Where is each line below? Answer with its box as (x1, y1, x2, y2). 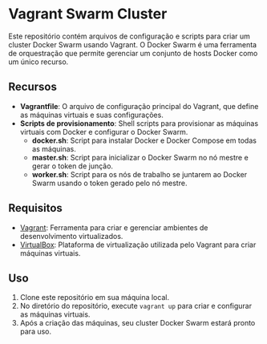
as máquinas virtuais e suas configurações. (19, 110, 164, 119)
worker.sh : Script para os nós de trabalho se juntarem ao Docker (31, 169, 247, 179)
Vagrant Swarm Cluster (8, 5, 168, 23)
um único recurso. (8, 57, 69, 67)
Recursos (8, 80, 58, 94)
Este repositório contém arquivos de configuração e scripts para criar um (8, 31, 251, 41)
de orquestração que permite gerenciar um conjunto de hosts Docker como (8, 48, 258, 58)
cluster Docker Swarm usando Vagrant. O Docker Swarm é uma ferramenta (8, 39, 257, 49)
